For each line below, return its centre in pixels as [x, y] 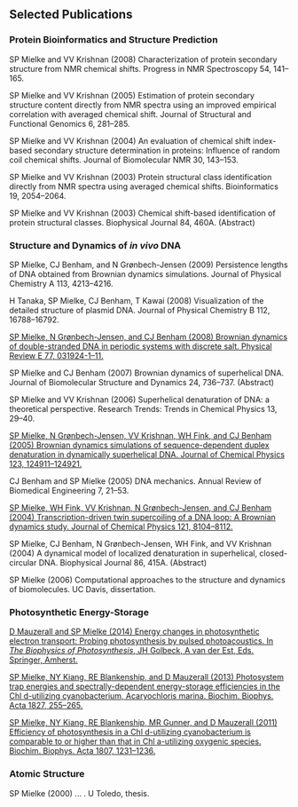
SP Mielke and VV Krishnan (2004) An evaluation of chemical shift [130, 140]
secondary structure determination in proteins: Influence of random [157, 150]
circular [23, 562]
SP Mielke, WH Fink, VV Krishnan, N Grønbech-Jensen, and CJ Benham [141, 507]
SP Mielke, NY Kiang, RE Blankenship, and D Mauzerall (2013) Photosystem [146, 677]
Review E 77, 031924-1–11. [56, 355]
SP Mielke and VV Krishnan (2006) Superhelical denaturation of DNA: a [140, 400]
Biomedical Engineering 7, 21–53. [69, 490]
